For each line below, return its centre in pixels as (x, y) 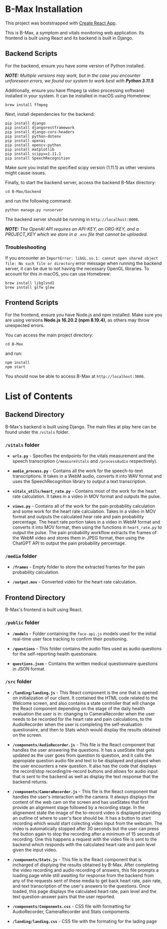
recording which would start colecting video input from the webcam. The (87, 823)
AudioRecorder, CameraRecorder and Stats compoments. (71, 912)
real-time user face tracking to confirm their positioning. (70, 639)
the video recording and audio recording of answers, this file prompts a (85, 870)
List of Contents (39, 397)
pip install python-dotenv (33, 136)
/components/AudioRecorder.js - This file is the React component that (83, 744)
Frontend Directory (35, 598)
